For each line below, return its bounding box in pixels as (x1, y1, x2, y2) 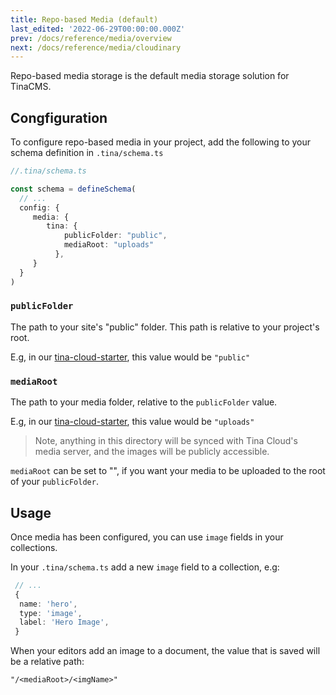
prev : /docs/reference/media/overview (10, 33, 172, 43)
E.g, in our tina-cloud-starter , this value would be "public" (10, 351, 251, 363)
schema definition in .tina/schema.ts (10, 147, 164, 159)
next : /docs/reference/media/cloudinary (10, 42, 182, 53)
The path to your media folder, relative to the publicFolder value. (10, 396, 278, 408)
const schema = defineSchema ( (10, 184, 137, 194)
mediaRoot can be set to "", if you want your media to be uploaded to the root (10, 465, 326, 477)
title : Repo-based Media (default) (10, 14, 159, 25)
